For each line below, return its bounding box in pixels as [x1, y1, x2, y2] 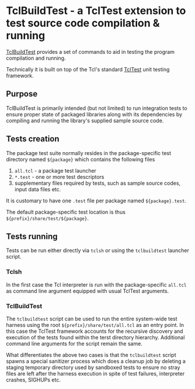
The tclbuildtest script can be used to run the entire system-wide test [6, 315, 177, 322]
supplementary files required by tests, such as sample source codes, [14, 180, 181, 187]
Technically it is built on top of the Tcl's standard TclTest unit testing [6, 66, 170, 73]
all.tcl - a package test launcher [14, 167, 96, 174]
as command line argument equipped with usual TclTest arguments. [6, 287, 169, 294]
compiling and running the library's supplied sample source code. [6, 117, 164, 124]
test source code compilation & [6, 16, 160, 30]
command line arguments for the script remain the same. [6, 340, 143, 347]
